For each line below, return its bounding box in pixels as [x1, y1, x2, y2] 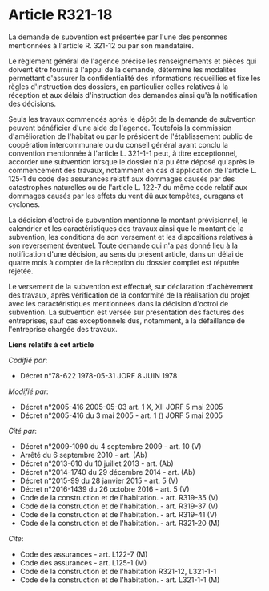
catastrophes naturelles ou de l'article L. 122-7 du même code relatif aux [8, 182, 247, 192]
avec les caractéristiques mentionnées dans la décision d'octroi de [8, 298, 229, 308]
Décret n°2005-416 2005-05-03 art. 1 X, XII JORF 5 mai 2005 [19, 402, 223, 411]
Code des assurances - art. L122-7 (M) [19, 549, 148, 559]
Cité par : [8, 426, 38, 435]
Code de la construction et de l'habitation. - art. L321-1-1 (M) [19, 575, 220, 585]
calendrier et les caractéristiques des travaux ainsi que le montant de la [8, 223, 244, 233]
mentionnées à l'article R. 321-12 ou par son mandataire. [8, 40, 195, 50]
